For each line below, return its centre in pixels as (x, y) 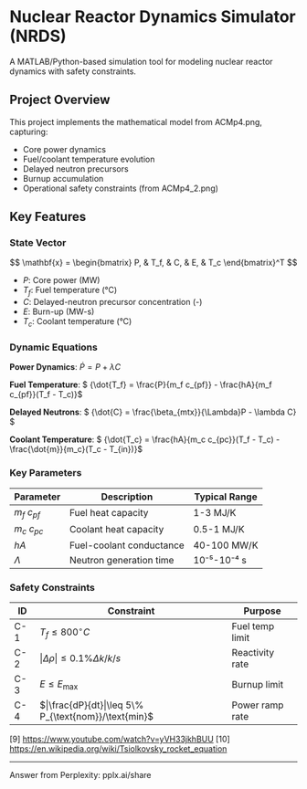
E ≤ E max (59, 684)
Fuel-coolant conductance (127, 545)
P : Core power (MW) (61, 280)
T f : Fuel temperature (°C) (70, 291)
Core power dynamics (64, 149)
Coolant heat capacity (116, 530)
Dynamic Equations (53, 347)
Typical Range (226, 497)
